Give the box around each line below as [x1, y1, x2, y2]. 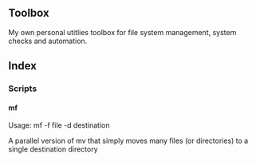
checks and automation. [8, 36, 88, 45]
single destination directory [8, 144, 98, 154]
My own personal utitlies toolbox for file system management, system [8, 27, 237, 37]
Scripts [8, 83, 37, 94]
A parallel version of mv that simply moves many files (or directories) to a [8, 136, 249, 146]
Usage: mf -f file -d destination [8, 121, 110, 130]
